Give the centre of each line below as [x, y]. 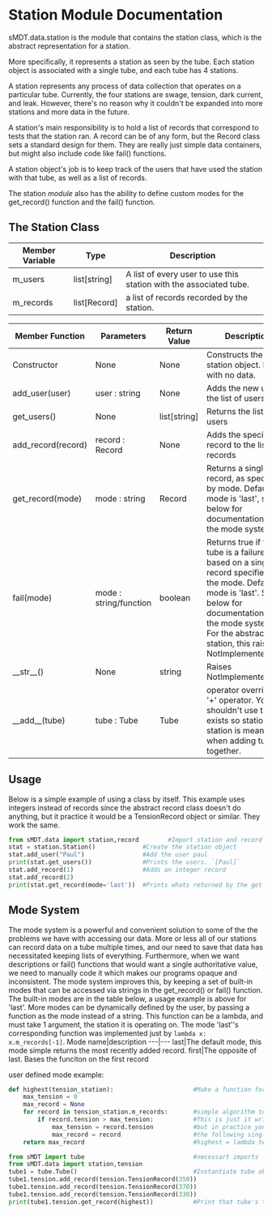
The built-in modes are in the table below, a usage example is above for [127, 998]
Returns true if [234, 542]
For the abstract [236, 633]
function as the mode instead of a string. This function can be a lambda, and [136, 1015]
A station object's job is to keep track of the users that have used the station [136, 169]
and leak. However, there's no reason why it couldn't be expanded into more [136, 103]
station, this [228, 643]
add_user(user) [42, 393]
